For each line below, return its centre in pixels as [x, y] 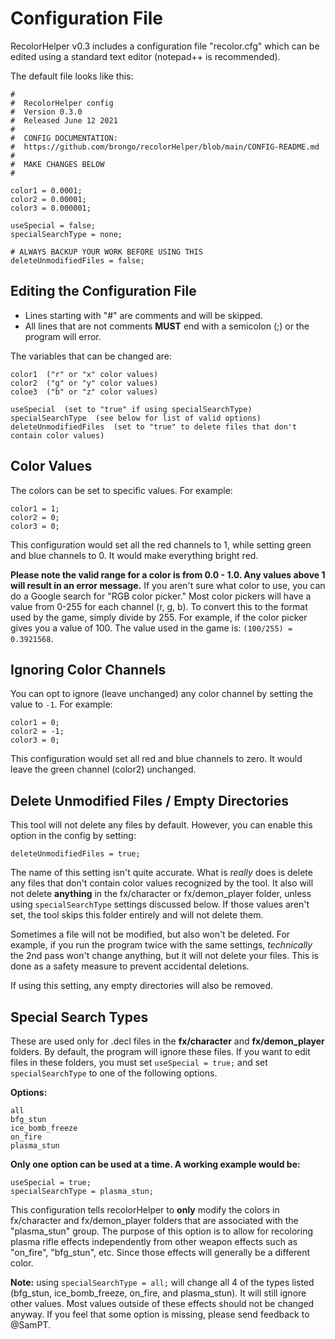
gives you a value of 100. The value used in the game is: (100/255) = [151, 628]
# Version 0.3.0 [46, 112]
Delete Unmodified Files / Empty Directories [149, 800]
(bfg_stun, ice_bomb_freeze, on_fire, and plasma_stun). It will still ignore [158, 1293]
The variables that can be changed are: [91, 356]
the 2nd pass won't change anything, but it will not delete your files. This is [164, 956]
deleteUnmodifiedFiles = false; [77, 260]
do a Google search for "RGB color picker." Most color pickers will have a [161, 596]
